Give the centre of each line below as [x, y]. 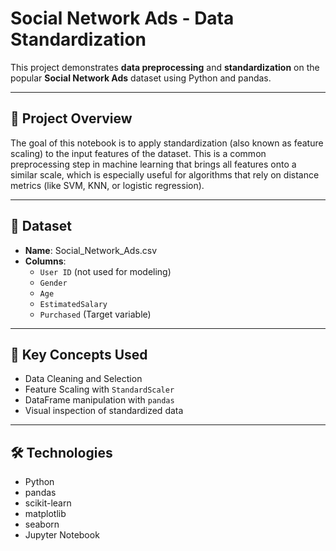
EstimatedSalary [73, 304]
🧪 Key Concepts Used [79, 354]
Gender [53, 283]
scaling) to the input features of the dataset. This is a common [138, 153]
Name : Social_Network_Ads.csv [91, 250]
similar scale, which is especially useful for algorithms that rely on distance [165, 174]
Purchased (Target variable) [95, 314]
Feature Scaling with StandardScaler [99, 389]
